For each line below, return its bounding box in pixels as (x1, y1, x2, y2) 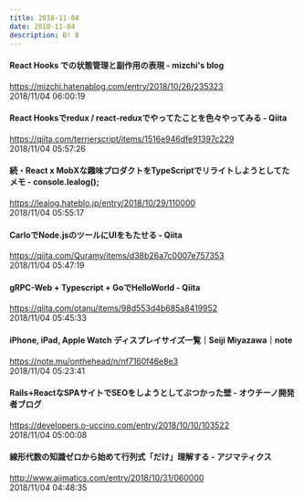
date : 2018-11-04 (9, 22, 76, 31)
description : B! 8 (9, 30, 79, 39)
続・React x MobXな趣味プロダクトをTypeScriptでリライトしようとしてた (9, 165, 290, 176)
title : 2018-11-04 (9, 13, 79, 23)
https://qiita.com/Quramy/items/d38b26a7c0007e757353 (9, 250, 225, 261)
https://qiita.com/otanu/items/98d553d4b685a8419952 (9, 303, 218, 314)
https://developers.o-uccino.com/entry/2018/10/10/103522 (9, 420, 230, 431)
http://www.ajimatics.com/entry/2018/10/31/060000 (9, 473, 204, 483)
